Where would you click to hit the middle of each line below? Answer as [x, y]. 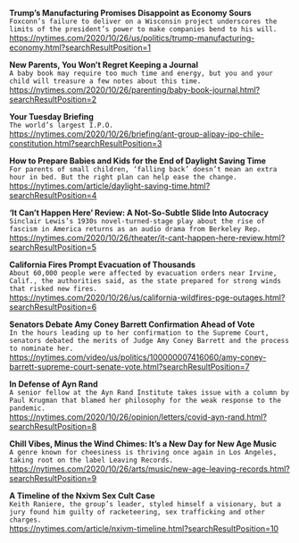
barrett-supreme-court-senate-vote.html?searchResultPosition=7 [129, 367]
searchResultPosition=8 [53, 426]
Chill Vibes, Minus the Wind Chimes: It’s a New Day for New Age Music [143, 444]
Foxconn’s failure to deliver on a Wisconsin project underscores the [143, 21]
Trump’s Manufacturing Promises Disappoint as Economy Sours [130, 13]
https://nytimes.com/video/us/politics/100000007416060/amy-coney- [138, 357]
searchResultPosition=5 [53, 247]
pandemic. [28, 408]
